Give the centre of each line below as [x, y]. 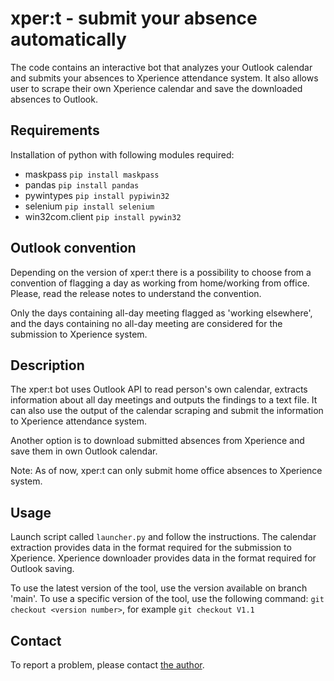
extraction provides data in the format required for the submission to [151, 548]
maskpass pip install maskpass [92, 174]
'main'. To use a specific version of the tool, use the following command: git [167, 599]
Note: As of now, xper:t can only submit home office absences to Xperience [166, 471]
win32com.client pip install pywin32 [103, 216]
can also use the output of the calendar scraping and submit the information [167, 411]
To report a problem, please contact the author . [107, 665]
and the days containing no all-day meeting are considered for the [146, 323]
